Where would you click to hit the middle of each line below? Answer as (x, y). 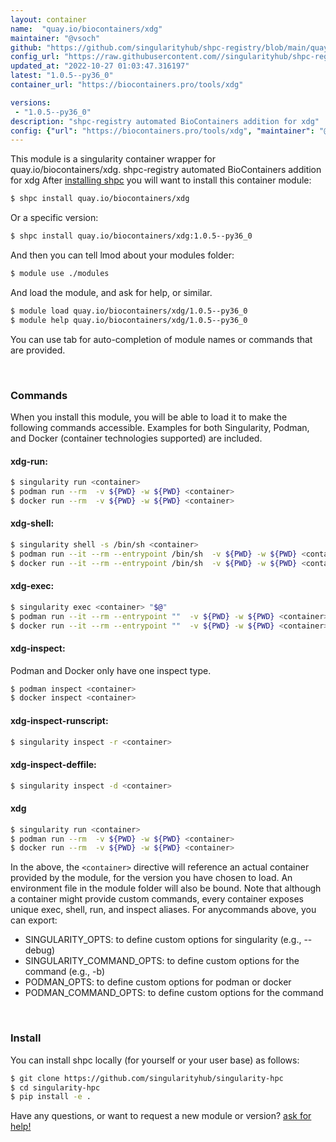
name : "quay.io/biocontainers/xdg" (86, 29)
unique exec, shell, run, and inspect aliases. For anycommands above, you (163, 910)
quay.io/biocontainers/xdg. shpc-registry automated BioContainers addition (166, 170)
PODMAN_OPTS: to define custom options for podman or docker (158, 982)
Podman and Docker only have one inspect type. (111, 670)
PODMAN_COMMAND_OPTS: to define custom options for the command (174, 993)
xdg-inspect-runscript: (59, 720)
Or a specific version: (54, 218)
